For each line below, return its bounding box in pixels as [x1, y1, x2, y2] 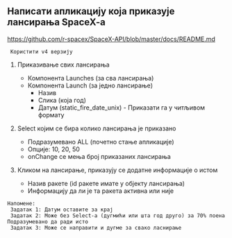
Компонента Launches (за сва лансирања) [27, 74, 154, 82]
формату [38, 110, 65, 119]
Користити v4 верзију [10, 48, 73, 55]
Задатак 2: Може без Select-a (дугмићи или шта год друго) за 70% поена [10, 212, 226, 219]
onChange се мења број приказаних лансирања [27, 152, 172, 160]
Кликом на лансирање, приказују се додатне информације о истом [17, 166, 218, 174]
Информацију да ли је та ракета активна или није [27, 187, 174, 195]
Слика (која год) [38, 96, 87, 104]
